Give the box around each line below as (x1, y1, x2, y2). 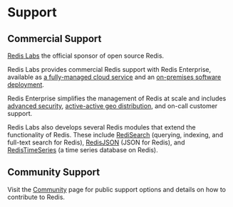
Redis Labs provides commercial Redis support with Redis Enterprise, (7, 65, 212, 73)
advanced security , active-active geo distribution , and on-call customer (7, 102, 218, 110)
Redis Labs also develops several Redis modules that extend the (7, 123, 196, 132)
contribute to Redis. (7, 193, 66, 201)
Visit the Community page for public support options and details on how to (7, 185, 227, 193)
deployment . (7, 80, 45, 89)
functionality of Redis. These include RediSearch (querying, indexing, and (7, 131, 223, 139)
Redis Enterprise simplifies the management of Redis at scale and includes (7, 94, 227, 102)
